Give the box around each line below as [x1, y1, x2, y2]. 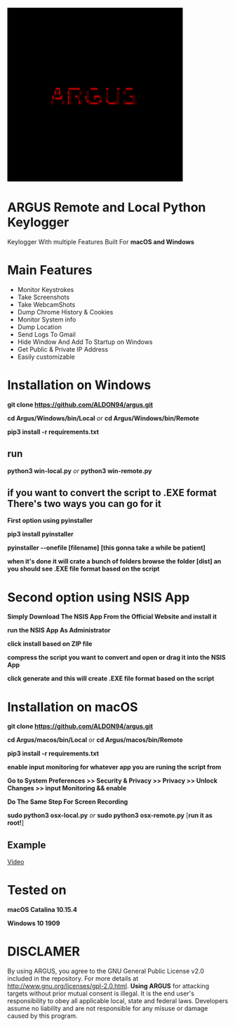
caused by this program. [7, 1012, 79, 1020]
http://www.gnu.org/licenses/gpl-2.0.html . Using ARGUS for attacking [7, 982, 210, 990]
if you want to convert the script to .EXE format [7, 487, 217, 499]
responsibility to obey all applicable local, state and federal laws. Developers [7, 997, 229, 1005]
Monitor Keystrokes [17, 285, 74, 293]
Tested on [7, 882, 67, 899]
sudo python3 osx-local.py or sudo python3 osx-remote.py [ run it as [7, 811, 213, 820]
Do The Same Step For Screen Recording [7, 797, 128, 806]
